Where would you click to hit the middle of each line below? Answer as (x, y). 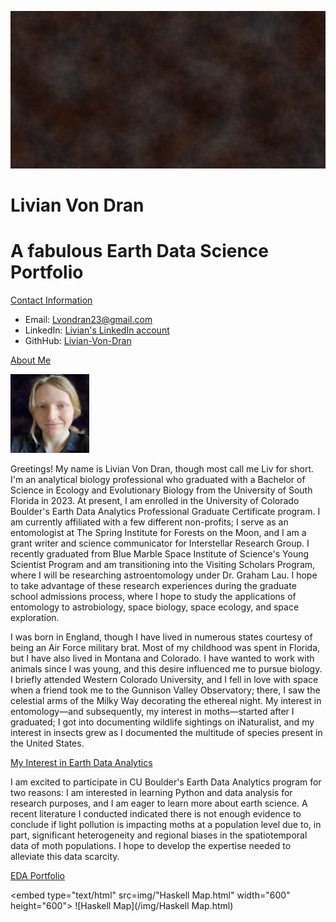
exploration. (35, 618)
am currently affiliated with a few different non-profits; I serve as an (149, 522)
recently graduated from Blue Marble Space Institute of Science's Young (160, 554)
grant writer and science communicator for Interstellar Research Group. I (160, 543)
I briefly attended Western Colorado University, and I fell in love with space (164, 680)
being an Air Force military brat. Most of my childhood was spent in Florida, (165, 648)
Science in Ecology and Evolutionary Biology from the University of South (161, 490)
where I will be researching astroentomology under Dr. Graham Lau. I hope (164, 575)
